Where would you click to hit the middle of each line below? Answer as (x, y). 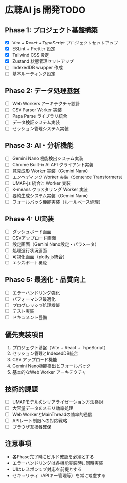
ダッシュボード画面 (32, 232)
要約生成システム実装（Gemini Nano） (51, 195)
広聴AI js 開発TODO (45, 10)
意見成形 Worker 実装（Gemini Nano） (51, 171)
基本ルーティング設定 (34, 74)
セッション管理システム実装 (41, 129)
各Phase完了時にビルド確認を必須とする (53, 457)
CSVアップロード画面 (34, 238)
